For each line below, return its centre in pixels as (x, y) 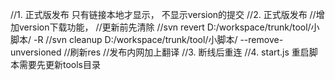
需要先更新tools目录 (60, 64)
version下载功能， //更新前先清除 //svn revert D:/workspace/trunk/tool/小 (169, 27)
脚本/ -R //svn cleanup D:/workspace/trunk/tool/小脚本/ (124, 39)
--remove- (261, 39)
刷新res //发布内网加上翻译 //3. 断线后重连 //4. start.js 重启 (189, 52)
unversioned (36, 52)
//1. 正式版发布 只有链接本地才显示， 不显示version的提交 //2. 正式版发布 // (163, 14)
